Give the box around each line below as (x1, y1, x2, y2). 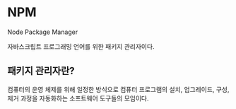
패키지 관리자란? (7, 65, 75, 77)
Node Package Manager (7, 28, 78, 36)
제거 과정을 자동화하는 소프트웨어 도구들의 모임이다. (7, 93, 149, 103)
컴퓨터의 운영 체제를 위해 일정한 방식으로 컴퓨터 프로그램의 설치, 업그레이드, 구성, (7, 85, 230, 93)
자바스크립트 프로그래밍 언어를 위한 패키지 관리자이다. (7, 42, 155, 50)
